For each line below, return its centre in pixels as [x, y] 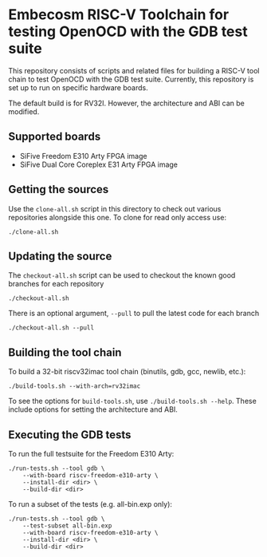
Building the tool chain [65, 352]
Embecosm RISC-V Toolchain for [119, 15]
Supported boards [55, 137]
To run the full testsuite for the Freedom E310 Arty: [91, 454]
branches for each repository [56, 284]
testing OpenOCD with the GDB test [128, 32]
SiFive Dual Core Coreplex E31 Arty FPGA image [98, 164]
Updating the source [60, 256]
